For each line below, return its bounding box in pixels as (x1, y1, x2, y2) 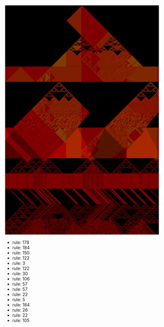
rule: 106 (12, 276, 30, 282)
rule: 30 (12, 271, 28, 277)
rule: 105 (12, 318, 30, 324)
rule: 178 (12, 239, 29, 245)
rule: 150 (12, 250, 30, 256)
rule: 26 (12, 307, 28, 313)
